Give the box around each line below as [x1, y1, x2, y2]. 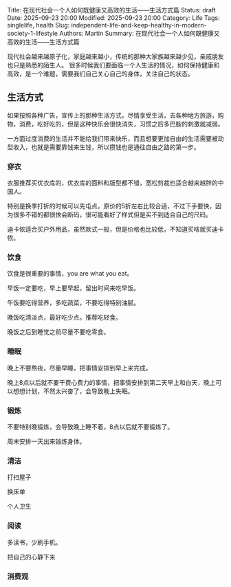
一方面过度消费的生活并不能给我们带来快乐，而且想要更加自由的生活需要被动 [7, 134, 224, 142]
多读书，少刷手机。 [7, 538, 62, 546]
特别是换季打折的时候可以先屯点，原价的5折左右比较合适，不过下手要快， [7, 202, 216, 210]
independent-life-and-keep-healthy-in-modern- [71, 21, 208, 29]
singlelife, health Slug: [7, 21, 70, 29]
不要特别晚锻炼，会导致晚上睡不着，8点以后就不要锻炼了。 [7, 423, 174, 431]
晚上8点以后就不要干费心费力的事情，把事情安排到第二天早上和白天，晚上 [7, 378, 216, 386]
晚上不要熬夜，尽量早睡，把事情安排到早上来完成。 [7, 364, 152, 372]
